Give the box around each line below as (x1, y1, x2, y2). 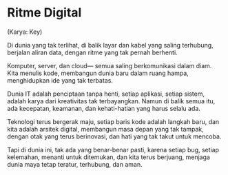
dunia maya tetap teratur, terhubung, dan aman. (7, 160, 143, 168)
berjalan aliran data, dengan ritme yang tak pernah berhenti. (7, 48, 178, 56)
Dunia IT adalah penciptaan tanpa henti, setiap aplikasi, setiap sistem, (7, 90, 205, 98)
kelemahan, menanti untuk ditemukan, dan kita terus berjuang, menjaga (7, 153, 210, 161)
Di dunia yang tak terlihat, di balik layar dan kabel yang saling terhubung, (7, 41, 214, 49)
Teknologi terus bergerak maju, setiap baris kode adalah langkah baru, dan (7, 117, 220, 125)
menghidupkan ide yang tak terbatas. (7, 76, 114, 84)
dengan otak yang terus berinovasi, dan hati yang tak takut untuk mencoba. (7, 132, 222, 141)
